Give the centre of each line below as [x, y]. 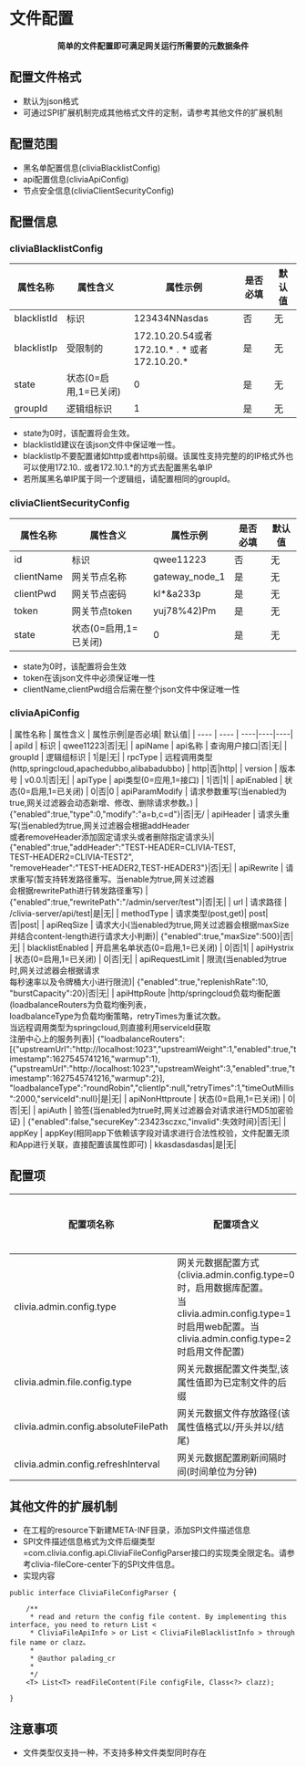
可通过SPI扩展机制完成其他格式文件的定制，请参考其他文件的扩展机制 [153, 112]
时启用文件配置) [211, 1352]
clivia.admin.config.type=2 [234, 1338]
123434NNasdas [171, 319]
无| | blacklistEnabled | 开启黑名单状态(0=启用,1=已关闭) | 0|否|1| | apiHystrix [152, 947]
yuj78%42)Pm [185, 611]
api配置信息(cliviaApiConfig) [76, 179]
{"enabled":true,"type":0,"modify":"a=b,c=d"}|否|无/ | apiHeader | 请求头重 [150, 814]
